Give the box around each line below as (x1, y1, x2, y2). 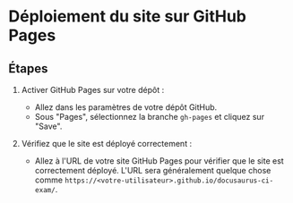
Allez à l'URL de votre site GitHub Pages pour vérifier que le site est (34, 156, 284, 166)
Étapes (8, 61, 48, 76)
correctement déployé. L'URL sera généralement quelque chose (34, 165, 271, 175)
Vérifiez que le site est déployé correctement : (21, 139, 193, 148)
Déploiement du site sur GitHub (8, 6, 247, 27)
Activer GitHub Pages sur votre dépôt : (21, 85, 165, 95)
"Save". (34, 121, 63, 131)
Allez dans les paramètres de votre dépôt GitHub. (34, 102, 218, 113)
